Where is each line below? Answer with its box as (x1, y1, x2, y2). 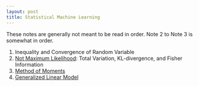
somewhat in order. (6, 37, 54, 44)
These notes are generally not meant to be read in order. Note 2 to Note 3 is (6, 30, 193, 37)
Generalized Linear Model (14, 74, 79, 81)
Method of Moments (14, 67, 66, 74)
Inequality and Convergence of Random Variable (14, 48, 134, 55)
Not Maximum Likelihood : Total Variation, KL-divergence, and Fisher (14, 55, 183, 62)
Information (14, 60, 44, 68)
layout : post (6, 8, 39, 15)
